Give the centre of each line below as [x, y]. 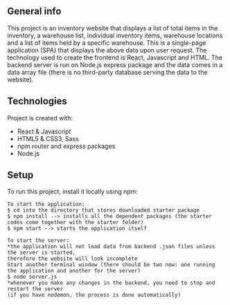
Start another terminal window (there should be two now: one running [111, 265]
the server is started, [42, 253]
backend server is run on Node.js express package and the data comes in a [115, 64]
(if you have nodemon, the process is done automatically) [94, 295]
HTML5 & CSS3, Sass [48, 138]
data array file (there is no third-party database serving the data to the [107, 72]
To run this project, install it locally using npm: [73, 192]
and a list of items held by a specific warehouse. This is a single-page [107, 43]
